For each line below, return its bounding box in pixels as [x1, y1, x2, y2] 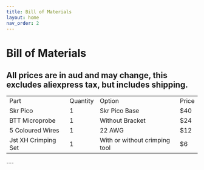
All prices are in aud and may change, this [6, 70, 168, 80]
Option [100, 97, 120, 105]
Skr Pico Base [100, 106, 140, 115]
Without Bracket [100, 116, 146, 125]
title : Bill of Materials [6, 8, 72, 15]
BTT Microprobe [9, 116, 56, 125]
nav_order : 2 [6, 20, 39, 26]
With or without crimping [100, 136, 171, 145]
